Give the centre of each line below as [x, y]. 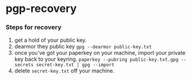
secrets [24, 65]
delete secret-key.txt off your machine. [64, 71]
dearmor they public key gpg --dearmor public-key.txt [83, 47]
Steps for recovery [33, 27]
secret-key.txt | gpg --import [76, 65]
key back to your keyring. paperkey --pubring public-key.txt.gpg [96, 59]
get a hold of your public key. [51, 40]
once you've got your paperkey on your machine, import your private [100, 53]
